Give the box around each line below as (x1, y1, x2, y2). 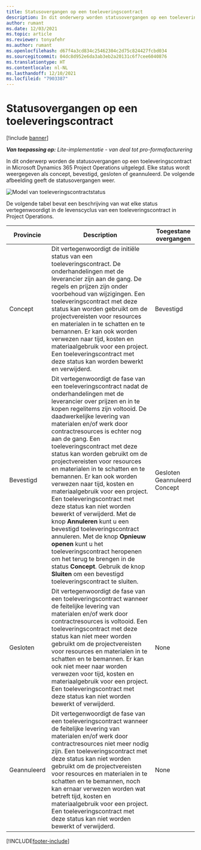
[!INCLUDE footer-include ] (6, 837, 70, 845)
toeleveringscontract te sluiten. (51, 577, 139, 586)
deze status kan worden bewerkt (51, 357, 144, 366)
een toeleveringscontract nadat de (51, 382, 148, 390)
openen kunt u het (51, 540, 103, 548)
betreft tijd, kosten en (51, 792, 111, 801)
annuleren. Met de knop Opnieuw (51, 532, 147, 541)
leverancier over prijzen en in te (51, 397, 141, 405)
